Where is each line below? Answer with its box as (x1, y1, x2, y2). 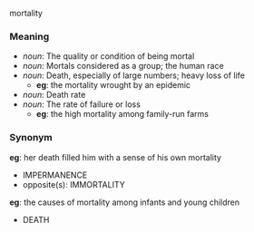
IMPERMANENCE (22, 169, 88, 180)
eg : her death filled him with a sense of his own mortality (9, 151, 222, 162)
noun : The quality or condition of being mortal (22, 51, 195, 62)
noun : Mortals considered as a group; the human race (22, 61, 224, 72)
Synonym (9, 131, 53, 144)
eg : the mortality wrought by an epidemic (35, 80, 191, 91)
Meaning (9, 30, 50, 43)
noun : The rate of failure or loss (22, 99, 141, 110)
